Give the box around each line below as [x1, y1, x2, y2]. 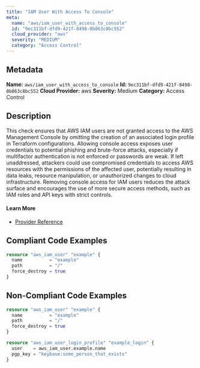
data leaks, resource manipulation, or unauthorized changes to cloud [6, 172, 177, 179]
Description [6, 111, 51, 121]
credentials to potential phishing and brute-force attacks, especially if [6, 146, 178, 154]
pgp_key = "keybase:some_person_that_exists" [11, 351, 128, 357]
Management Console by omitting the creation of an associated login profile [6, 133, 195, 140]
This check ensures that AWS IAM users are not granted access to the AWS [6, 127, 193, 134]
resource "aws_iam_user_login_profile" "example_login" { [6, 340, 154, 346]
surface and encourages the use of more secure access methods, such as [6, 184, 190, 192]
